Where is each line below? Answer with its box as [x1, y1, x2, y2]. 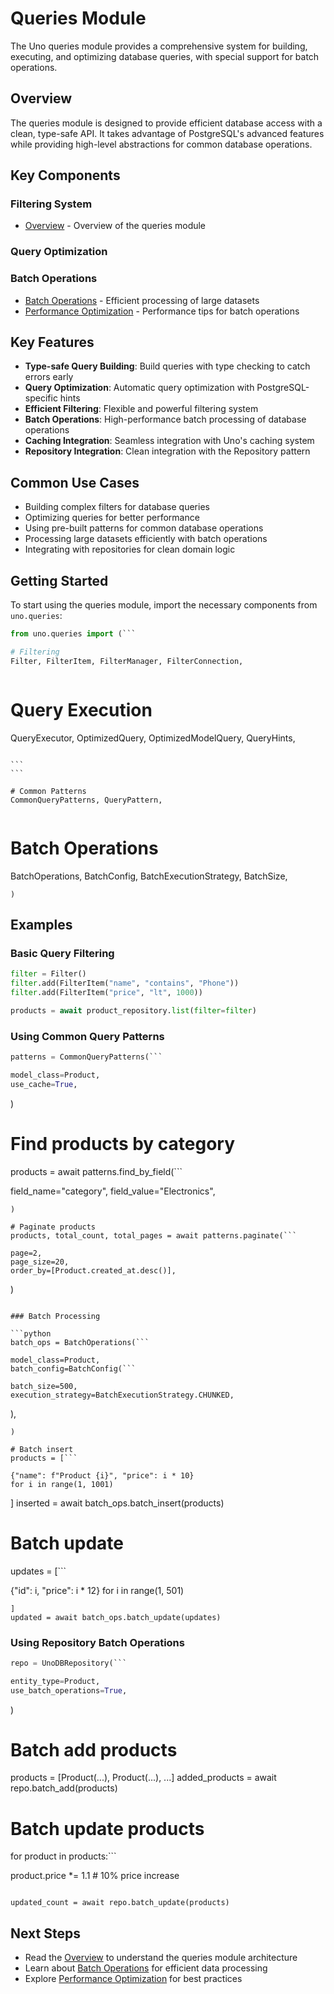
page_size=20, [10, 1257, 70, 1267]
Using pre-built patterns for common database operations [24, 522, 264, 534]
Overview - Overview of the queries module [24, 220, 207, 232]
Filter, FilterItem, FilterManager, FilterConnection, [10, 656, 244, 666]
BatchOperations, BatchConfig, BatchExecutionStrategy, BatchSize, [10, 870, 288, 882]
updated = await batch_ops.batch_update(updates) [10, 1612, 222, 1622]
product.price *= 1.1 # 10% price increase [10, 1870, 180, 1882]
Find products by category [10, 1132, 236, 1155]
